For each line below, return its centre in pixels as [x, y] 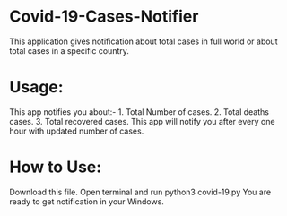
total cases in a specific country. [70, 50]
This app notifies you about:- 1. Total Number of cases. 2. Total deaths [139, 112]
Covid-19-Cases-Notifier [104, 17]
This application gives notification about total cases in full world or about [143, 41]
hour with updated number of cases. [77, 131]
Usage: [37, 87]
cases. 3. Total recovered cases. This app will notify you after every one [142, 121]
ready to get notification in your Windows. [87, 201]
